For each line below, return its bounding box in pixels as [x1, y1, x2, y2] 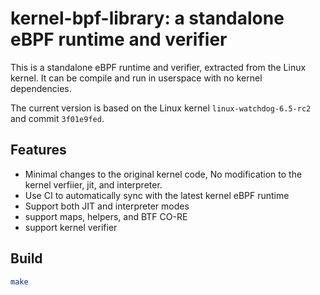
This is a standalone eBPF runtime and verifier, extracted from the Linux [10, 61, 307, 73]
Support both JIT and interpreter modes [24, 200, 190, 212]
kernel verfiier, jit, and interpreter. [24, 178, 163, 191]
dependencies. [10, 82, 72, 94]
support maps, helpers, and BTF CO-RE [24, 210, 188, 222]
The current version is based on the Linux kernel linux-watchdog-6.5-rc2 [10, 102, 312, 114]
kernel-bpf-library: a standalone [10, 7, 285, 30]
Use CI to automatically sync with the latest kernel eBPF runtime [24, 189, 290, 201]
